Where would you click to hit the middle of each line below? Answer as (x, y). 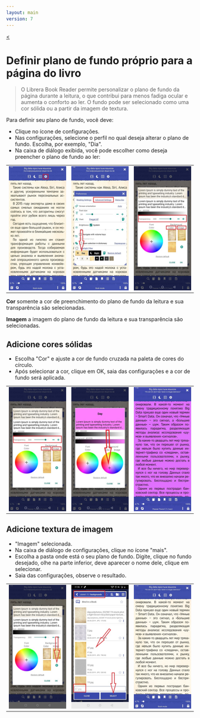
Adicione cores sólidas (49, 344)
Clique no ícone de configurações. (57, 131)
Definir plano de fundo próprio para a (99, 60)
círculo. (24, 365)
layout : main (22, 12)
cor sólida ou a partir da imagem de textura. (74, 109)
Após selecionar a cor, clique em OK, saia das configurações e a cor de (102, 371)
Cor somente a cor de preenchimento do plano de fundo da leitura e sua (95, 302)
